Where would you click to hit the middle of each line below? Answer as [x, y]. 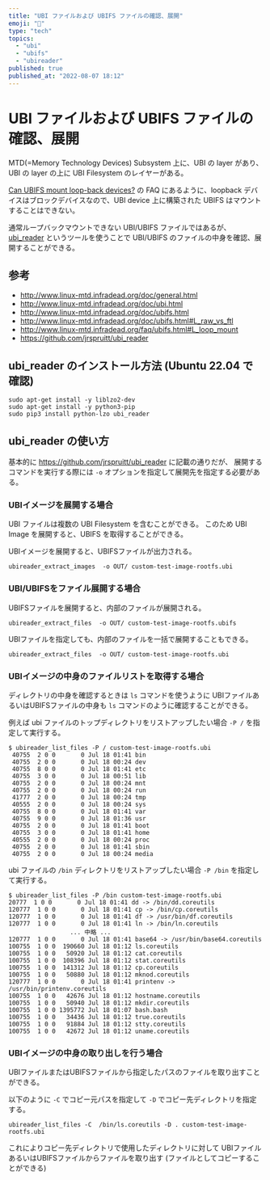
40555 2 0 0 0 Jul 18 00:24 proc [81, 840]
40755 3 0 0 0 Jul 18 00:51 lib [79, 776]
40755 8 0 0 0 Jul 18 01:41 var [79, 811]
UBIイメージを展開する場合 [61, 504]
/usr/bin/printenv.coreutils [57, 988]
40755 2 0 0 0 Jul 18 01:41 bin [79, 755]
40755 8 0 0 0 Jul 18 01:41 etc [79, 769]
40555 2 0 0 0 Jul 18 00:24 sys [79, 804]
